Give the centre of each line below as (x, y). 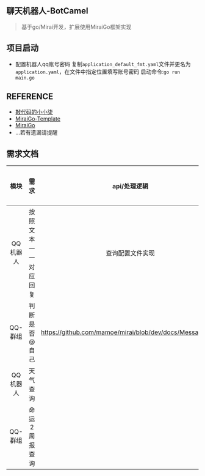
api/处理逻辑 (130, 187)
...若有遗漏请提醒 (36, 133)
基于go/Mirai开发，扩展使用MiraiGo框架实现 (76, 27)
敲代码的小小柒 (34, 112)
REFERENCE (30, 97)
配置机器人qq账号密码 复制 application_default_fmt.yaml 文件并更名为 (103, 64)
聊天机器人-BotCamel (47, 11)
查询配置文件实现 (130, 253)
